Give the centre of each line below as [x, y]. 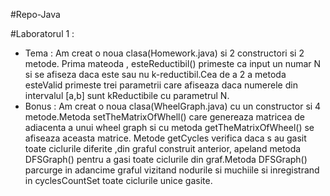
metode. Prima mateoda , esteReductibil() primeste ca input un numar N [173, 63]
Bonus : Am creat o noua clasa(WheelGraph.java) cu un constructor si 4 [173, 106]
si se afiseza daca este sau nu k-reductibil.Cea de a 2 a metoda [155, 74]
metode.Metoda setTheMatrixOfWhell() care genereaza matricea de [164, 117]
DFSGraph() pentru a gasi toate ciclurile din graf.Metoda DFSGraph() [166, 159]
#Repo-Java [35, 14]
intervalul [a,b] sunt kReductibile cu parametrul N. [127, 95]
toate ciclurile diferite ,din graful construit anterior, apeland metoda [163, 148]
